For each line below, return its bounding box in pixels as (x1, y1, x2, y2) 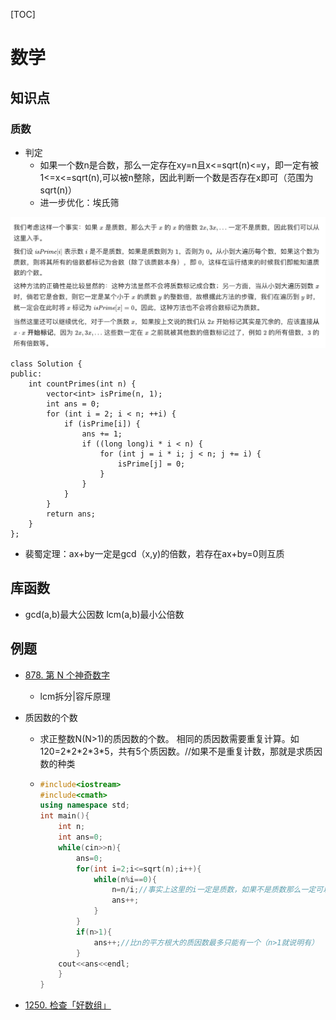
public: (10, 369, 43, 379)
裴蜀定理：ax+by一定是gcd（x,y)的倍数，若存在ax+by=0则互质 (24, 548, 285, 560)
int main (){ (39, 811, 90, 821)
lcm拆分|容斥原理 (39, 690, 111, 702)
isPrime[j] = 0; (117, 459, 186, 469)
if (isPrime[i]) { (63, 419, 141, 429)
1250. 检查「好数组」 (24, 999, 112, 1011)
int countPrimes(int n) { (28, 379, 137, 389)
